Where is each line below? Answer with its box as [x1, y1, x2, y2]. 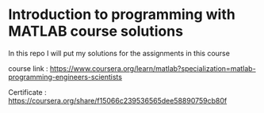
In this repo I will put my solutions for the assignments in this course [8, 48, 230, 58]
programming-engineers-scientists [8, 72, 123, 81]
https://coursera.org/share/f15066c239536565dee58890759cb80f [8, 96, 228, 105]
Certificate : [8, 87, 47, 96]
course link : [8, 63, 49, 73]
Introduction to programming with [8, 6, 235, 24]
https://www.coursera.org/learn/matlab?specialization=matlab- [50, 63, 256, 73]
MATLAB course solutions [8, 22, 184, 40]
